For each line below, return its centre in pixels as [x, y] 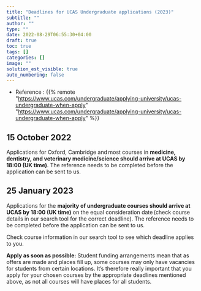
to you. [15, 243]
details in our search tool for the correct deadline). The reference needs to [100, 219]
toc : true [19, 47]
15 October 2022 [39, 138]
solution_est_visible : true [42, 69]
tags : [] [17, 52]
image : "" [19, 63]
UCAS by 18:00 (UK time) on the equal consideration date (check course [98, 212]
